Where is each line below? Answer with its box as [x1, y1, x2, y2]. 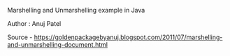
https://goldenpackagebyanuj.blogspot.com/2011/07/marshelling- [34, 33, 223, 41]
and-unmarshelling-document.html [7, 41, 108, 48]
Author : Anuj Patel [7, 20, 62, 27]
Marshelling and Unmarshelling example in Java [7, 6, 145, 14]
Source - [7, 33, 33, 41]
